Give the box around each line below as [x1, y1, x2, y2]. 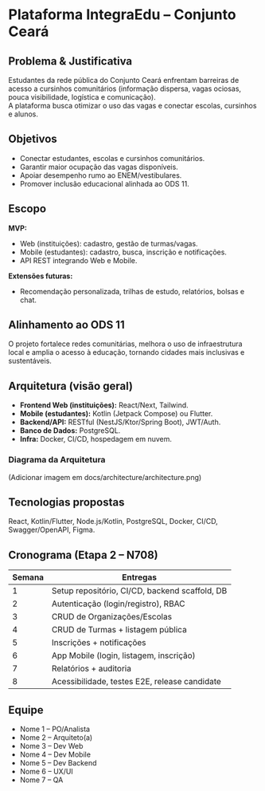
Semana [12, 572, 45, 583]
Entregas [122, 572, 158, 583]
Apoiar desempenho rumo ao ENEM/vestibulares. [19, 170, 182, 180]
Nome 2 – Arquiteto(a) [19, 732, 93, 742]
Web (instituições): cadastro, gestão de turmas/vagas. [19, 238, 198, 248]
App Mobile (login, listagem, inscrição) [51, 650, 197, 661]
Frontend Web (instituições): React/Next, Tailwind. [19, 400, 189, 410]
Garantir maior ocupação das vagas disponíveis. [19, 162, 179, 171]
